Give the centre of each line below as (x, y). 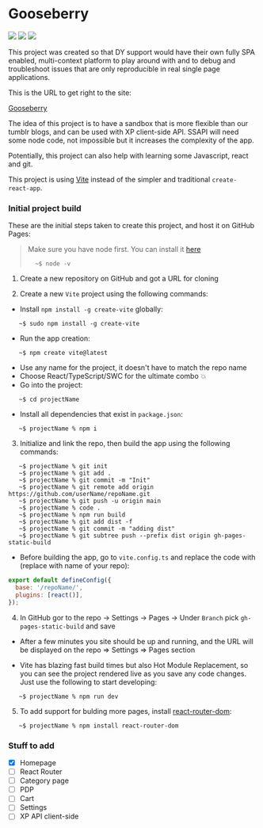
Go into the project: (51, 385)
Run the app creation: (55, 338)
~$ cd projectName (49, 400)
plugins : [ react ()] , (49, 595)
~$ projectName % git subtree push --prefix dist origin (115, 536)
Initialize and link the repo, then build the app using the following (125, 444)
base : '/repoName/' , (49, 588)
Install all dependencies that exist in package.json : (101, 414)
